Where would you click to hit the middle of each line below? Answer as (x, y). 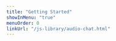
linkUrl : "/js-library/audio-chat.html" (59, 29)
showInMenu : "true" (31, 17)
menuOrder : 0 (23, 23)
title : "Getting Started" (39, 12)
